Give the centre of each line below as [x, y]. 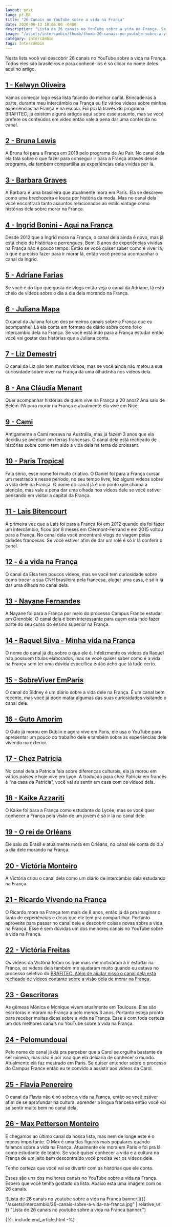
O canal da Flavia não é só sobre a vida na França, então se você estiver [82, 1097]
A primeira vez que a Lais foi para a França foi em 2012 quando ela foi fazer [85, 524]
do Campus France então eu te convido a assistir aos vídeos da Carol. [79, 1068]
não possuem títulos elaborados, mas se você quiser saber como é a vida [83, 658]
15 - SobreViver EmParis [45, 680]
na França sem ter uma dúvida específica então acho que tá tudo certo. [81, 664]
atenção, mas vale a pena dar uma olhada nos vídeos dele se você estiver [83, 490]
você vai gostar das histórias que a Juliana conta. [58, 338]
